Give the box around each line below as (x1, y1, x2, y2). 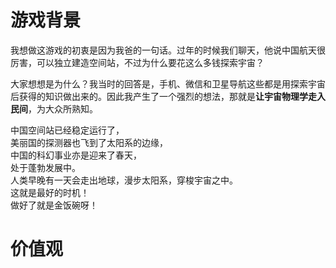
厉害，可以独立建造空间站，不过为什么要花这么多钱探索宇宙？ (10, 56, 265, 68)
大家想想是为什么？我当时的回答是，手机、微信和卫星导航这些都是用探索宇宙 (10, 77, 326, 90)
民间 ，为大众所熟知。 (10, 102, 98, 115)
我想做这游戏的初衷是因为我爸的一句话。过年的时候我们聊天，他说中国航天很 (10, 44, 326, 56)
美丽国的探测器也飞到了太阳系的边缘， (10, 136, 168, 148)
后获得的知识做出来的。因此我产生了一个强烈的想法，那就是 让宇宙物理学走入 (10, 90, 326, 102)
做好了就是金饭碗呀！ (10, 199, 98, 211)
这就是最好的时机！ (10, 186, 90, 198)
